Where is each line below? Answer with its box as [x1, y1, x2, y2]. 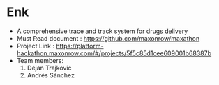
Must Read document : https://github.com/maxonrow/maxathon [16, 34, 200, 42]
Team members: [16, 56, 64, 64]
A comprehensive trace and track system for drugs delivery [16, 27, 188, 35]
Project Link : [16, 41, 55, 50]
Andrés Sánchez [27, 70, 75, 79]
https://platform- [56, 41, 104, 50]
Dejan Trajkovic [27, 64, 72, 72]
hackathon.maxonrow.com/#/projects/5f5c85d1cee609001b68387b [16, 49, 212, 57]
